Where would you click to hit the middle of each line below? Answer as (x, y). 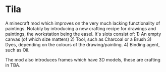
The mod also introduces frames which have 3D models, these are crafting (83, 59)
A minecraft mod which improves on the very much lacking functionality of (83, 23)
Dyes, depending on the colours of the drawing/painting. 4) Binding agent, (82, 44)
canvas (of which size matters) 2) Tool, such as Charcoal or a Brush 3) (78, 39)
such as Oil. (17, 50)
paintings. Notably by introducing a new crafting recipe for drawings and (81, 28)
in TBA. (13, 65)
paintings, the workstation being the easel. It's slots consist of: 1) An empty (83, 34)
